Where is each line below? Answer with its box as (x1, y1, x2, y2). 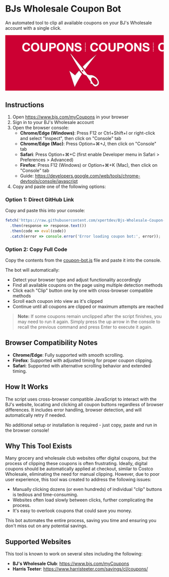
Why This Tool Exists (5, 442, 72, 451)
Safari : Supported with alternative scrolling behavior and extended (12, 362, 151, 368)
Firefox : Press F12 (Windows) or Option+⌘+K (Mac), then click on (20, 162, 157, 168)
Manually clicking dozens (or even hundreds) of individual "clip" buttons (12, 486, 162, 492)
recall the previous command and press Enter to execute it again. (17, 324, 152, 330)
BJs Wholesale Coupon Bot (5, 3, 122, 15)
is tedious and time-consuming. (12, 492, 78, 498)
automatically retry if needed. (5, 412, 66, 418)
